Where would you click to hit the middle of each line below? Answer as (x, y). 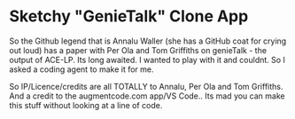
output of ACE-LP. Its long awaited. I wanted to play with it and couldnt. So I (147, 59)
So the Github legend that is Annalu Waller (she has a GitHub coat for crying (148, 41)
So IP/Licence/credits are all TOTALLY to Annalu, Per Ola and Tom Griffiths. (146, 86)
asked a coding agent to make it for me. (82, 69)
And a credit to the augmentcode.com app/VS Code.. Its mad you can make (147, 96)
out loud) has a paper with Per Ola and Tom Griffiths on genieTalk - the (138, 50)
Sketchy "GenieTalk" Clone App (129, 16)
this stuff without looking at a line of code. (86, 105)
